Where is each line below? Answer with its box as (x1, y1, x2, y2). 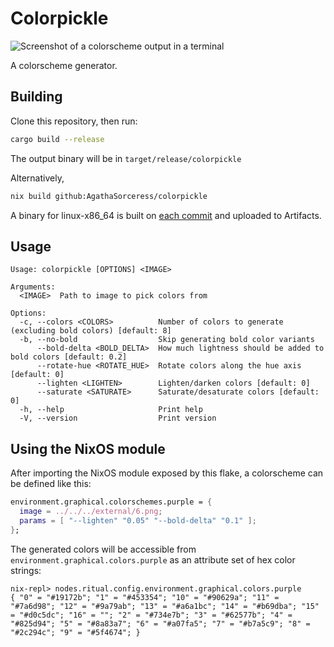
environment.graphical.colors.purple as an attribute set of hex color (10, 553, 296, 566)
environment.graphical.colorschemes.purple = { (10, 497, 213, 507)
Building (10, 88, 63, 106)
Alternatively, (10, 172, 65, 184)
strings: (10, 564, 42, 576)
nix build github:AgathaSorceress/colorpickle (10, 191, 208, 201)
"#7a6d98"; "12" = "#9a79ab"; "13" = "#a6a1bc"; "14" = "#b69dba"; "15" (10, 601, 320, 611)
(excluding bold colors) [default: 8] (10, 326, 172, 336)
